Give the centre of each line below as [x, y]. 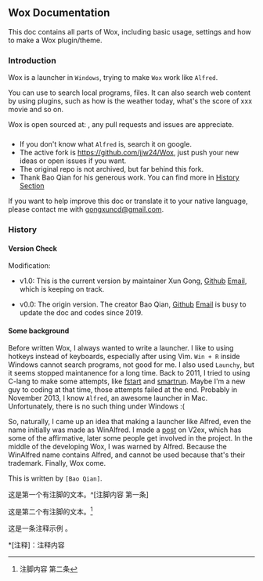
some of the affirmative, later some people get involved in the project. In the [130, 438]
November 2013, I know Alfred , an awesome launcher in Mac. [108, 398]
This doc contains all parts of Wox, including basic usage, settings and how [130, 31]
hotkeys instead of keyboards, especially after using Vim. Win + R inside [124, 357]
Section [32, 186]
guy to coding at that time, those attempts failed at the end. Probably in [123, 390]
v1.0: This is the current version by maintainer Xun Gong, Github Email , [133, 281]
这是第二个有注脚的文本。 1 [50, 511]
